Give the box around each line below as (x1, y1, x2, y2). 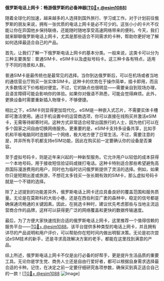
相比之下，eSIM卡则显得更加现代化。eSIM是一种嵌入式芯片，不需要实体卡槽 (5, 107, 159, 113)
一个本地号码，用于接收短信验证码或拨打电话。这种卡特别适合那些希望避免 (5, 161, 155, 166)
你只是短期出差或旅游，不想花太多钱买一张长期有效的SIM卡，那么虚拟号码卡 (5, 173, 159, 178)
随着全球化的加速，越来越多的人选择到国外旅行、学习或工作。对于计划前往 (5, 15, 155, 21)
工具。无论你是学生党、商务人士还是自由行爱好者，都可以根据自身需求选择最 (5, 259, 159, 264)
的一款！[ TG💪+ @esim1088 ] (5, 271, 80, 276)
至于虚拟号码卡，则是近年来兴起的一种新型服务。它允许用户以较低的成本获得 (5, 154, 159, 160)
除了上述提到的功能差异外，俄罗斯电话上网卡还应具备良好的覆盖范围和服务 (5, 189, 155, 195)
